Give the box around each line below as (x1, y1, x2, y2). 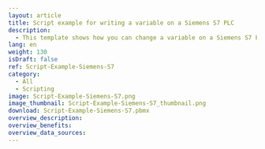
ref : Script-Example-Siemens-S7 (8, 63, 114, 71)
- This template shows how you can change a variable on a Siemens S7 (15, 33, 252, 42)
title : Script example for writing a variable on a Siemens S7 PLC (8, 19, 235, 27)
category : (8, 70, 41, 78)
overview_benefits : (8, 121, 73, 129)
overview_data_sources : (8, 129, 87, 136)
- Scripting (15, 84, 55, 93)
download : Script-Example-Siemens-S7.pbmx (8, 107, 150, 115)
